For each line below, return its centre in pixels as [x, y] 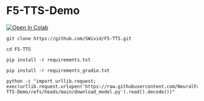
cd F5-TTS [19, 49]
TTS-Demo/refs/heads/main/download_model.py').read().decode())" [90, 92]
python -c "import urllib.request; [51, 81]
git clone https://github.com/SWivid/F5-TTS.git [69, 38]
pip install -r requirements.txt [49, 60]
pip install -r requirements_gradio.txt [58, 71]
